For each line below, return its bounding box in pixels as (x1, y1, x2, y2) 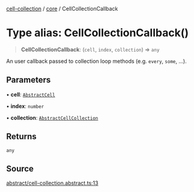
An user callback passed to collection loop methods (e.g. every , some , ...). (6, 57, 187, 65)
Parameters (6, 75, 51, 85)
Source (6, 163, 34, 173)
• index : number (6, 102, 44, 110)
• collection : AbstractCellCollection (6, 114, 99, 121)
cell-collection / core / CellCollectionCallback (6, 5, 118, 12)
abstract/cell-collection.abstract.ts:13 (6, 179, 99, 187)
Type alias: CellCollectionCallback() (6, 26, 189, 40)
